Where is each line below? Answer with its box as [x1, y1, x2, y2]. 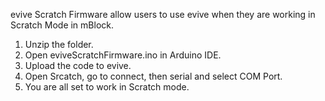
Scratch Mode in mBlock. [10, 19, 115, 31]
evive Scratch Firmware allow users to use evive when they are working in [10, 9, 316, 20]
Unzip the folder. [24, 39, 94, 50]
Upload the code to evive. [24, 60, 132, 71]
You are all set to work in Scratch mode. [24, 81, 190, 93]
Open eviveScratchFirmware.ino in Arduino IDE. [24, 49, 222, 61]
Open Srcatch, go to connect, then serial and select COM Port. [24, 70, 283, 82]
